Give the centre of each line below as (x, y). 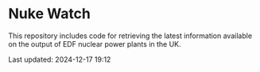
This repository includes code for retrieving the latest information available (130, 36)
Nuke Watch (50, 14)
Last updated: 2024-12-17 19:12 (60, 59)
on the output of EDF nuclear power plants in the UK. (95, 44)
